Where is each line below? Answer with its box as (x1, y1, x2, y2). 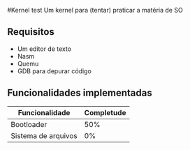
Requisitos (7, 26, 54, 38)
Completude (84, 107, 126, 117)
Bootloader (10, 119, 47, 129)
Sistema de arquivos (10, 130, 78, 140)
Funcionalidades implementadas (7, 87, 152, 99)
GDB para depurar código (17, 66, 92, 75)
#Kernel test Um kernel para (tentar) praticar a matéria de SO (7, 6, 183, 14)
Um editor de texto (17, 45, 72, 53)
